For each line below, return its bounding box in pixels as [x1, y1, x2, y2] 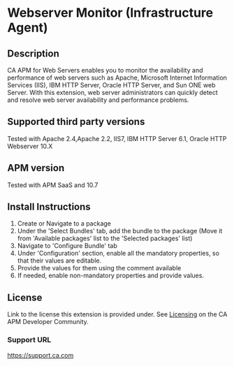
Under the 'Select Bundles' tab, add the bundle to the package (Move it [17, 227, 223, 235]
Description [7, 47, 59, 59]
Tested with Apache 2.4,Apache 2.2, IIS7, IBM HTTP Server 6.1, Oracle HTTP [7, 134, 227, 142]
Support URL [7, 335, 52, 345]
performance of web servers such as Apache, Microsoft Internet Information [7, 73, 227, 82]
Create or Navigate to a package [17, 219, 112, 228]
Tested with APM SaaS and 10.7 [7, 180, 98, 189]
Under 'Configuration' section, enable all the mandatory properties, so [17, 249, 220, 258]
